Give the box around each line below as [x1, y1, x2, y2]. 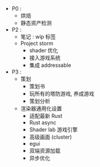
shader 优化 [29, 47, 58, 54]
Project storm [20, 40, 54, 47]
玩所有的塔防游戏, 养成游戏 [29, 90, 95, 97]
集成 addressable [29, 62, 72, 69]
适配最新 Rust [29, 113, 63, 119]
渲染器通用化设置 [20, 105, 62, 112]
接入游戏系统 [29, 54, 61, 61]
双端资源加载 [29, 147, 61, 154]
